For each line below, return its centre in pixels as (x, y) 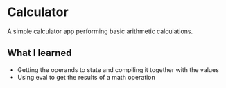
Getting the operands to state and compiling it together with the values (118, 69)
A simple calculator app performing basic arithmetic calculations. (100, 31)
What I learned (40, 53)
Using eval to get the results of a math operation (86, 77)
